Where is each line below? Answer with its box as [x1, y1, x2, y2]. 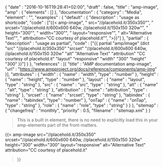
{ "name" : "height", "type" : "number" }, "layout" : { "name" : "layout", [5, 76, 145, 82]
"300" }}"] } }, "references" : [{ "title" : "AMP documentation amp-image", [5, 61, 152, 67]
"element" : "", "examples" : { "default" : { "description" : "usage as [5, 15, 140, 20]
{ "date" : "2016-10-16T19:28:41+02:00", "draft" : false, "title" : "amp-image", [5, 4, 159, 10]
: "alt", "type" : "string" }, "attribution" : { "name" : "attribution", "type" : [5, 87, 147, 93]
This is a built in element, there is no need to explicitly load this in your [17, 117, 158, 123]
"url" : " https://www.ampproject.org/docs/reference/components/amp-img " [5, 66, 157, 72]
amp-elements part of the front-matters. [17, 122, 98, 128]
